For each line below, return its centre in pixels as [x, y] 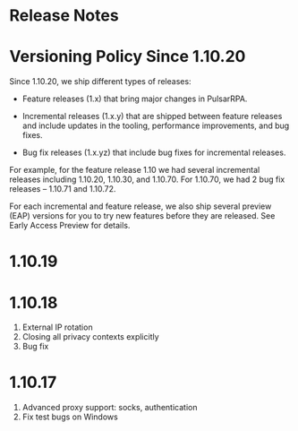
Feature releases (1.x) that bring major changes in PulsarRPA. [135, 99]
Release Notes [64, 16]
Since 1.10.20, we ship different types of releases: [100, 82]
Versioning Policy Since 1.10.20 [128, 57]
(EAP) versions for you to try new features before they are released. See [142, 216]
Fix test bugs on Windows [70, 417]
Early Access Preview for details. [70, 226]
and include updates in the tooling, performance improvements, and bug [156, 125]
